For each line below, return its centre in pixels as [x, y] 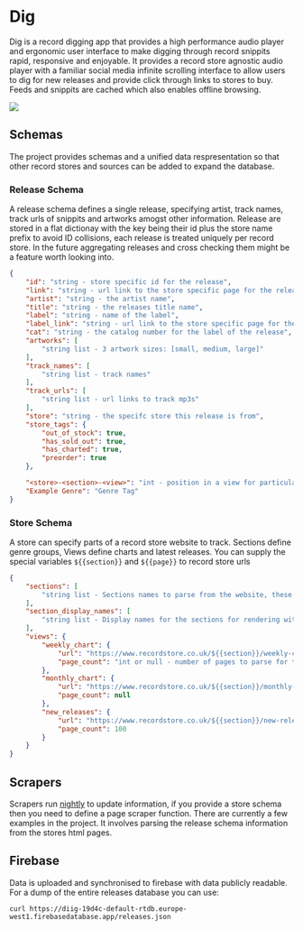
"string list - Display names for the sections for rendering [161, 620]
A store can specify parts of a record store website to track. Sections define [150, 542]
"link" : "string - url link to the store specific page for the [149, 290]
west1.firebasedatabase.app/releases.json [90, 916]
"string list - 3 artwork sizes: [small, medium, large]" [153, 349]
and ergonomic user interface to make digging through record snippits [140, 51]
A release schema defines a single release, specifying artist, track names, [147, 209]
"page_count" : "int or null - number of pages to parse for [173, 662]
